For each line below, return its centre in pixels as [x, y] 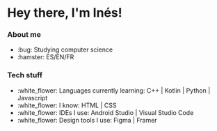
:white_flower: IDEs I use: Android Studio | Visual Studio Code [105, 112]
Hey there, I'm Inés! [65, 13]
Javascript [32, 98]
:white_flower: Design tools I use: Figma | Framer [87, 120]
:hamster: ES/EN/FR [46, 57]
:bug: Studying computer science [65, 49]
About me [24, 35]
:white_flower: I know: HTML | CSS [67, 105]
